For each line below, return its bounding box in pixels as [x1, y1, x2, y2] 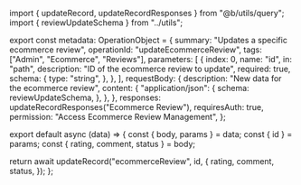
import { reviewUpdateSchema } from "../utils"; [9, 17, 183, 28]
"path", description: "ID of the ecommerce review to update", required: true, [9, 63, 291, 74]
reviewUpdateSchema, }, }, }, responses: [9, 92, 161, 103]
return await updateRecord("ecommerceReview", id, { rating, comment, [9, 156, 274, 166]
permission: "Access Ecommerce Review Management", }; [9, 112, 226, 122]
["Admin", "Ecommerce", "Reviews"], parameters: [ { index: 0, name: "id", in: [9, 54, 292, 64]
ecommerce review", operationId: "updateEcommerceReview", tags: [9, 44, 262, 55]
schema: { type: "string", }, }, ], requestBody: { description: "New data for [9, 73, 282, 84]
